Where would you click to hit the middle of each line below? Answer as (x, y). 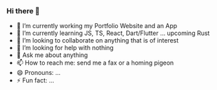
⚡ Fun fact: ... (35, 80)
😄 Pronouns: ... (39, 73)
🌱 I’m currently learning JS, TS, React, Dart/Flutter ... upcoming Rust (113, 33)
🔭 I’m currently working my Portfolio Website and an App (97, 26)
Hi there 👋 (23, 11)
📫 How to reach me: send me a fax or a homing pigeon (95, 63)
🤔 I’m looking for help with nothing (65, 48)
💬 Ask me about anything (52, 55)
